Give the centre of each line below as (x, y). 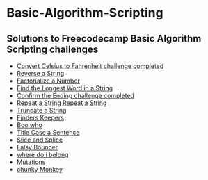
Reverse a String (40, 73)
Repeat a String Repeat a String (62, 103)
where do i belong (42, 155)
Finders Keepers (40, 117)
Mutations (31, 162)
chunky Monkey (40, 169)
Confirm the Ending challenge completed (75, 96)
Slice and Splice (40, 140)
